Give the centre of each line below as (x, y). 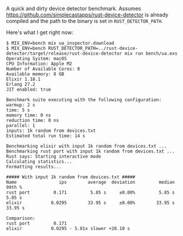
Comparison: (21, 218)
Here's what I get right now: (40, 32)
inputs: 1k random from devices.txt (51, 131)
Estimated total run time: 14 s (46, 136)
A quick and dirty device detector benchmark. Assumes (74, 9)
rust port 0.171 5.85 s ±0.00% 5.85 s (91, 192)
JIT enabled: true (29, 89)
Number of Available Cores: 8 (43, 69)
